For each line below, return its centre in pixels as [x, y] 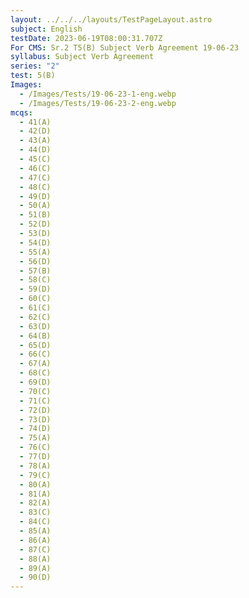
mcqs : [21, 112]
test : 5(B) [33, 76]
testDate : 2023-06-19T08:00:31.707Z [86, 38]
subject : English [46, 29]
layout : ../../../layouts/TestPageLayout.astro [111, 19]
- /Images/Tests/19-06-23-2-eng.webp [98, 103]
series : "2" [35, 66]
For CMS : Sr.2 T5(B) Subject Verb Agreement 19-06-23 [125, 47]
